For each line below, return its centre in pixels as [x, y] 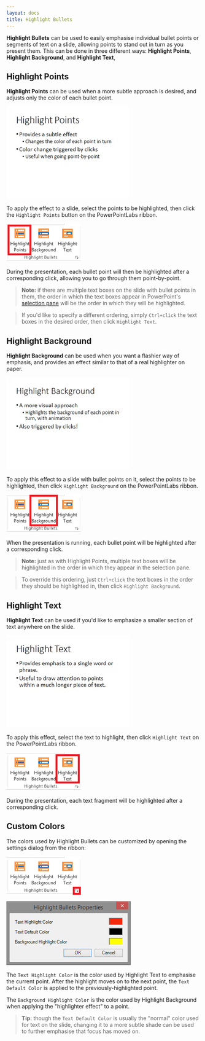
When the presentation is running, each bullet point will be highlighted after [101, 543]
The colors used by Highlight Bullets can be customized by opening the [97, 841]
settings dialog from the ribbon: [46, 848]
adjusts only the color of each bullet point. [60, 98]
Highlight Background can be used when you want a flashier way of [93, 356]
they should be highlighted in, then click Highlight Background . [101, 586]
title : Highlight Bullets [39, 19]
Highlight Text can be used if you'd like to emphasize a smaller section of [100, 620]
